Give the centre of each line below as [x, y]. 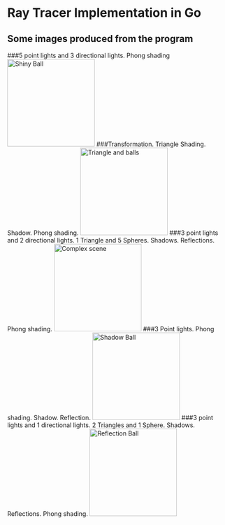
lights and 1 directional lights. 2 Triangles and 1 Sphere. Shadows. [101, 425]
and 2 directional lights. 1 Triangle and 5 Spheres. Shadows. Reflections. [111, 240]
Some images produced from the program [100, 39]
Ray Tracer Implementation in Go [104, 13]
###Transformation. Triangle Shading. [151, 144]
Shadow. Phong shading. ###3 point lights [113, 233]
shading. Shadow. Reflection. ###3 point [110, 418]
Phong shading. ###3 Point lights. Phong [111, 329]
